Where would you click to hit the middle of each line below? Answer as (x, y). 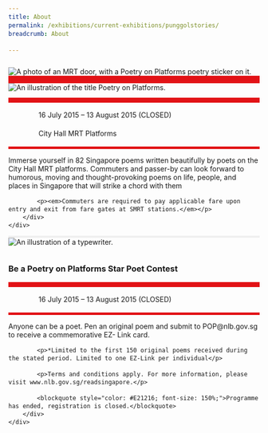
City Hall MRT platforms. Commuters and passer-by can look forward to (126, 169)
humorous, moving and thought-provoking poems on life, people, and (122, 177)
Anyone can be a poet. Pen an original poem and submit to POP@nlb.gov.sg (133, 326)
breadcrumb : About (39, 33)
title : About (30, 17)
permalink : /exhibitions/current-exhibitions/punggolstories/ (114, 25)
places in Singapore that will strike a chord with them (95, 186)
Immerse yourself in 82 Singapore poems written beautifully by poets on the (133, 160)
